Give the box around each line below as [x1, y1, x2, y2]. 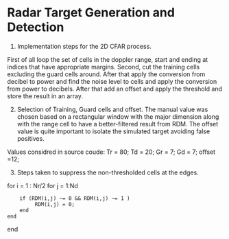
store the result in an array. [7, 91, 84, 100]
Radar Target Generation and [7, 5, 175, 21]
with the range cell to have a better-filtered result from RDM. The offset [16, 119, 219, 128]
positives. [16, 134, 45, 142]
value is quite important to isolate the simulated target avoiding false [16, 127, 210, 135]
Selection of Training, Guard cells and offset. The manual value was [16, 105, 208, 113]
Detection [7, 19, 64, 35]
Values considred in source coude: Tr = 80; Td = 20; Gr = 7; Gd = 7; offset [7, 148, 216, 156]
